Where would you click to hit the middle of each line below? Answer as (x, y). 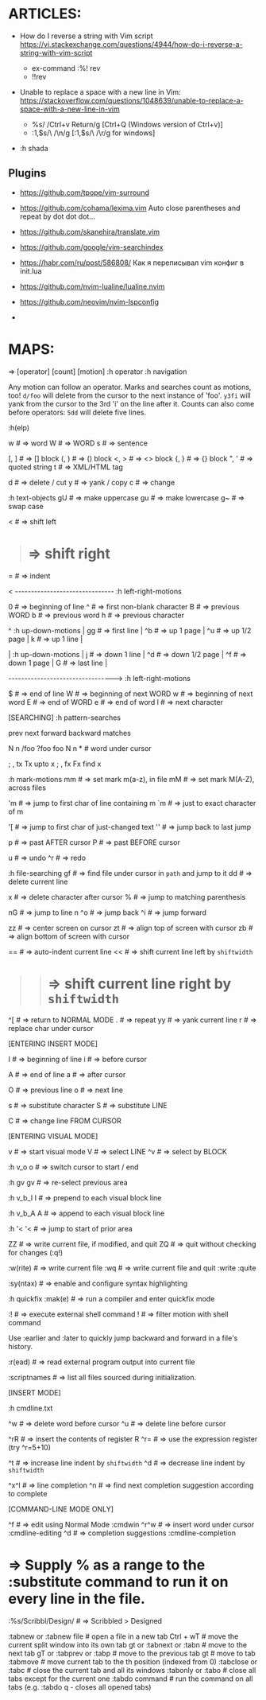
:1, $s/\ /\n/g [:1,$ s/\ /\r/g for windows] (93, 133)
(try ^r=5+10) (30, 1447)
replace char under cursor (51, 1028)
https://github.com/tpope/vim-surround (84, 193)
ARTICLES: (45, 14)
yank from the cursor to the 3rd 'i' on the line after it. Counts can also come (131, 403)
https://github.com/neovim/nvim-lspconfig (89, 301)
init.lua (31, 270)
